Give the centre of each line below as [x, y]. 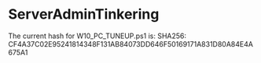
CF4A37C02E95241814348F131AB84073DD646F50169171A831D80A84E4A [131, 44]
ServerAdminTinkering [84, 14]
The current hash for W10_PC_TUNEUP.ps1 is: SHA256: [97, 36]
